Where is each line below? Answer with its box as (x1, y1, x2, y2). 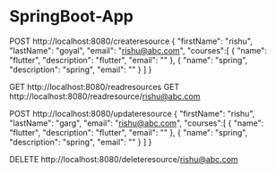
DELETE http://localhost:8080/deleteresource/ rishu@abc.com (9, 153, 239, 164)
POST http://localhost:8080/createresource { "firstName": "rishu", (9, 36, 253, 46)
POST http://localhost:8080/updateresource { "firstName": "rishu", (9, 108, 255, 119)
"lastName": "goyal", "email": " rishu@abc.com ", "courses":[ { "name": (9, 45, 267, 55)
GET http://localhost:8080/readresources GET (9, 81, 180, 92)
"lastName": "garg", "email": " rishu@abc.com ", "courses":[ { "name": (9, 118, 264, 128)
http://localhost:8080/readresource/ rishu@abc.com (9, 91, 201, 102)
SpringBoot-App (9, 6, 134, 27)
